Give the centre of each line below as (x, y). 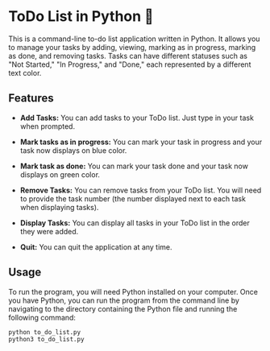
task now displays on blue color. (73, 150)
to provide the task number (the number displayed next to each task (133, 198)
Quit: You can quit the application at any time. (96, 247)
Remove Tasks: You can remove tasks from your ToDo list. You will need (141, 190)
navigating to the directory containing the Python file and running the (123, 308)
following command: (42, 317)
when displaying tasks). (59, 207)
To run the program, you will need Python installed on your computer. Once (133, 291)
